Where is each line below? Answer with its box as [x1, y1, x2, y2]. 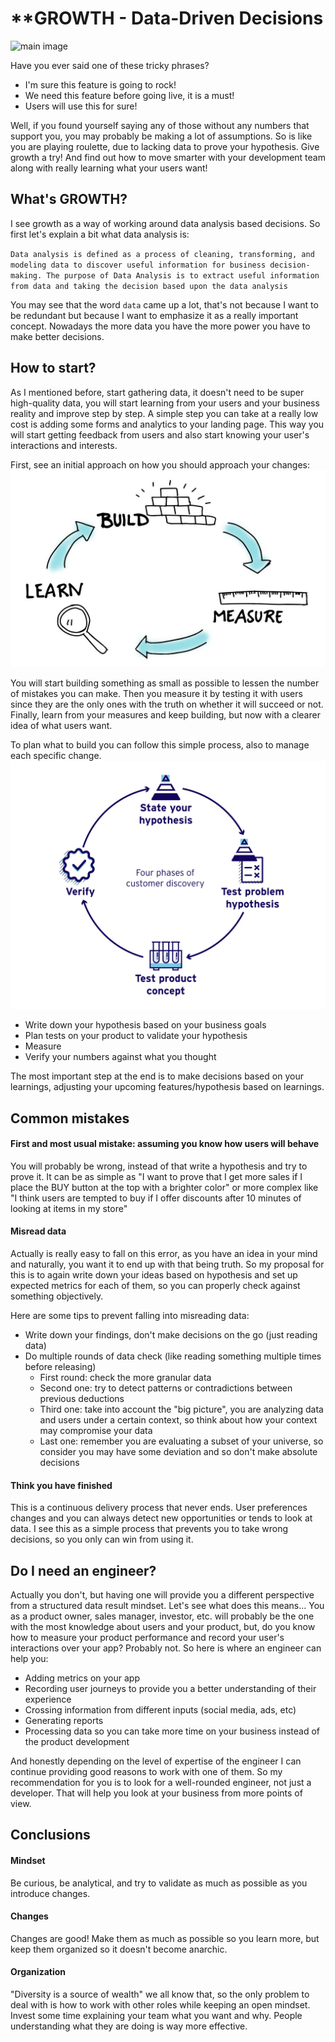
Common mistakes [10, 1110, 130, 1127]
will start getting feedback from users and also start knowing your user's [10, 428, 310, 441]
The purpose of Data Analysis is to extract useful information [46, 270, 320, 281]
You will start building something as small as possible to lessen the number [10, 677, 320, 689]
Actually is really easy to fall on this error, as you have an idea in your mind [10, 1248, 318, 1260]
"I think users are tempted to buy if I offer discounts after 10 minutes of [10, 1192, 302, 1204]
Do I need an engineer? [10, 1562, 157, 1579]
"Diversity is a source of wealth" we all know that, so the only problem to [10, 1988, 310, 2001]
